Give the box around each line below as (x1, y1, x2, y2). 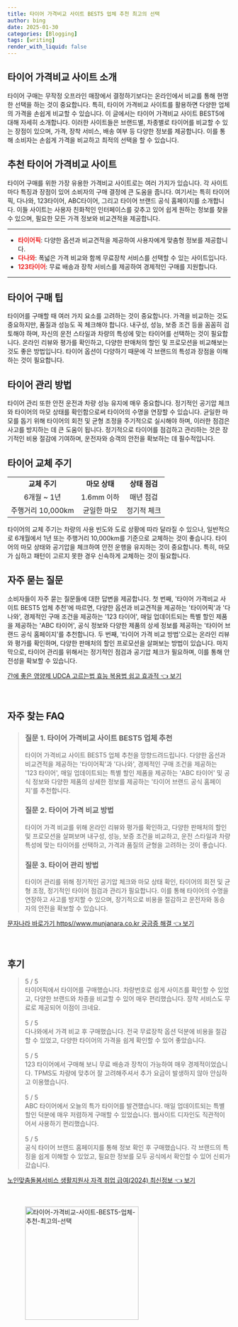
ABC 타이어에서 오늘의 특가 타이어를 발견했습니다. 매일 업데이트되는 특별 (24, 1101, 225, 1109)
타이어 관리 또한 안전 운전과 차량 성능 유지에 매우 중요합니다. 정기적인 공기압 (7, 399, 217, 407)
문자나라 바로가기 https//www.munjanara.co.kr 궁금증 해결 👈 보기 (7, 919, 195, 928)
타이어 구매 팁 (7, 292, 64, 304)
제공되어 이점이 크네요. (38, 1003, 101, 1012)
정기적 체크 (126, 506, 161, 516)
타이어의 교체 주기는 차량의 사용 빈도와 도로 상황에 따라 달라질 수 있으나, (7, 525, 205, 533)
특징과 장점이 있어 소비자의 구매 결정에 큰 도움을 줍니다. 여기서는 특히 (20, 187, 211, 196)
